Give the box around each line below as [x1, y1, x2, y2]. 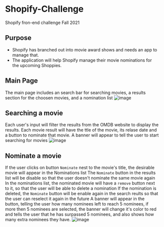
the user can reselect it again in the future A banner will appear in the [5, 196, 145, 202]
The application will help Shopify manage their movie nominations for [12, 57, 152, 63]
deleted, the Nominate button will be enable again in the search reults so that [5, 191, 158, 197]
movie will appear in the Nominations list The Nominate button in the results [5, 170, 156, 176]
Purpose [5, 34, 32, 42]
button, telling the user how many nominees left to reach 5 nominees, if [5, 201, 149, 207]
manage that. [12, 52, 39, 58]
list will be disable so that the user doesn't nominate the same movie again [5, 175, 155, 181]
